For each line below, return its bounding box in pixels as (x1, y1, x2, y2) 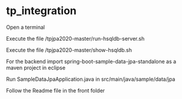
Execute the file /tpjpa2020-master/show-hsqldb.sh (6, 46, 133, 54)
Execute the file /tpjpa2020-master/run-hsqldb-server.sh (6, 35, 145, 42)
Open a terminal (6, 24, 45, 31)
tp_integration (6, 4, 77, 18)
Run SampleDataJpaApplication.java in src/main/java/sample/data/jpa (6, 75, 176, 82)
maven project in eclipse (6, 64, 66, 71)
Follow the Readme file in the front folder (6, 87, 105, 94)
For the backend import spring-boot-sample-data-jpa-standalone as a (6, 58, 177, 65)
